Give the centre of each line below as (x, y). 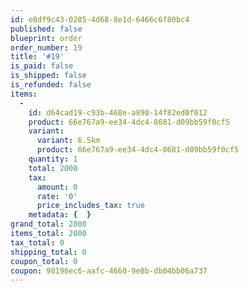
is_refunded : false (51, 85)
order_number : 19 (46, 47)
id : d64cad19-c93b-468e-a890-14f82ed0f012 (118, 112)
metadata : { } (60, 215)
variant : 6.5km (68, 141)
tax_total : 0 (37, 242)
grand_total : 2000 (48, 224)
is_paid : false (42, 66)
